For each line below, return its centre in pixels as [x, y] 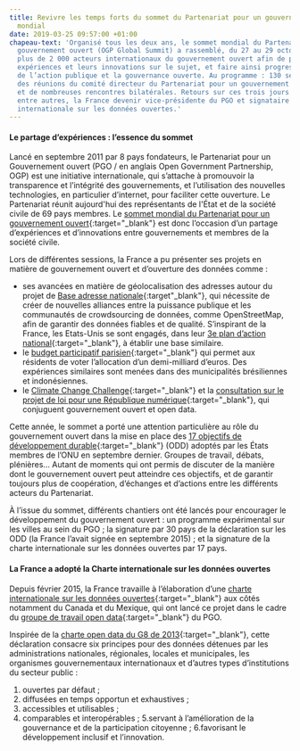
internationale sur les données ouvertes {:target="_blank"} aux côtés [135, 598]
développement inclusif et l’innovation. [93, 737]
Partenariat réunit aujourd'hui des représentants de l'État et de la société [143, 204]
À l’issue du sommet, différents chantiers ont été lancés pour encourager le [148, 510]
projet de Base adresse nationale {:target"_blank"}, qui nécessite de [146, 296]
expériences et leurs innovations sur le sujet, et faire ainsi [139, 68]
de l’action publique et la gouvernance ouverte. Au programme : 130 [149, 76]
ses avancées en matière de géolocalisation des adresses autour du [147, 286]
